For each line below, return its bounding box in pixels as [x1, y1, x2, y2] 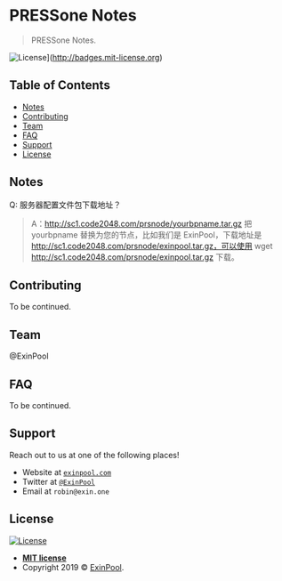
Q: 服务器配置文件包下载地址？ [9, 199, 122, 210]
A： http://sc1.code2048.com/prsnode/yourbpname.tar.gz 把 [30, 218, 253, 229]
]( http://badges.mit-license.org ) [46, 52, 163, 62]
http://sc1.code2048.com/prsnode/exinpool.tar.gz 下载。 [30, 251, 240, 262]
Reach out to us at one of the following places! [9, 449, 180, 460]
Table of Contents [9, 77, 111, 93]
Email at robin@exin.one [21, 486, 109, 496]
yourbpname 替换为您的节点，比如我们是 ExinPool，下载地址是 [30, 229, 262, 240]
